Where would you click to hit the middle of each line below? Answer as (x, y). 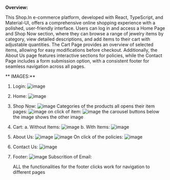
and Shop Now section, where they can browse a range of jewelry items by (84, 34)
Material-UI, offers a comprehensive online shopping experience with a (80, 23)
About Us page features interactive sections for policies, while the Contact (84, 55)
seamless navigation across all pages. (45, 66)
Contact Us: (25, 147)
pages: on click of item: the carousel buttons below (86, 112)
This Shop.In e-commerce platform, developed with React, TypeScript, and (84, 17)
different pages (29, 172)
